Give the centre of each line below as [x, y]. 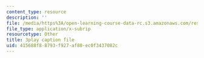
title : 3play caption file [40, 40]
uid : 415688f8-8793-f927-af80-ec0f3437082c [62, 46]
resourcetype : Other [32, 34]
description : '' [27, 18]
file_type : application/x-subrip [49, 29]
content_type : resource [36, 12]
